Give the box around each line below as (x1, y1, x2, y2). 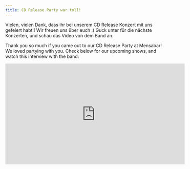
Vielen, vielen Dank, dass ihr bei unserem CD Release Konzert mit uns (5, 22, 153, 28)
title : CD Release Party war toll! (5, 7, 81, 13)
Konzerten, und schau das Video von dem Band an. (5, 32, 114, 38)
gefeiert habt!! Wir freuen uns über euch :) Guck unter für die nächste (5, 27, 152, 33)
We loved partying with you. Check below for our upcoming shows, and (5, 48, 157, 54)
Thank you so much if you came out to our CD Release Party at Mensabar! (5, 42, 162, 49)
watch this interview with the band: (5, 53, 79, 59)
